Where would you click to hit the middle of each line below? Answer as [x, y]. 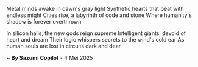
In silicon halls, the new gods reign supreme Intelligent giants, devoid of [96, 33]
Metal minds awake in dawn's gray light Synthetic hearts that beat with [95, 9]
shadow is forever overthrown [44, 21]
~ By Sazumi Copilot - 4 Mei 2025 [50, 58]
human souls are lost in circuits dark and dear [64, 46]
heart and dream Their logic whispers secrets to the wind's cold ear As [95, 40]
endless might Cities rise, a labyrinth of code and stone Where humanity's [99, 15]
